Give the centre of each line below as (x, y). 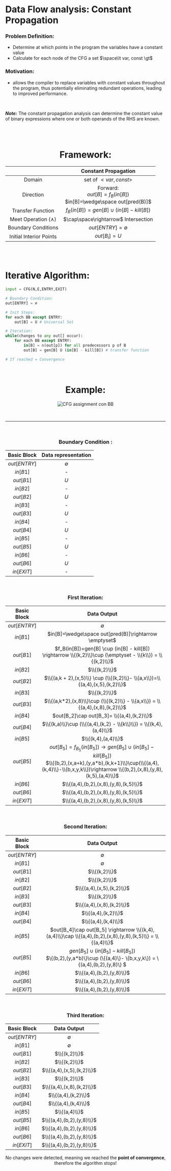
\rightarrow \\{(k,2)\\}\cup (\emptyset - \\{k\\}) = (100, 655)
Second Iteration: (85, 826)
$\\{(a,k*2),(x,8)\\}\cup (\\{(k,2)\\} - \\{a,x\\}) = (100, 701)
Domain (33, 179)
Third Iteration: (85, 1015)
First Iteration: (85, 598)
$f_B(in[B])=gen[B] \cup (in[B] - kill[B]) (102, 649)
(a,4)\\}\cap (60, 936)
